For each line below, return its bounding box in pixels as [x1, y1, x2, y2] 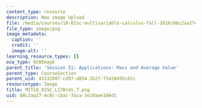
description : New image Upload [6, 14, 85, 20]
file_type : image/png [6, 25, 61, 32]
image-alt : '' [11, 48, 47, 54]
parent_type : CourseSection [6, 70, 77, 76]
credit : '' [11, 43, 39, 49]
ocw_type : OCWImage [6, 59, 55, 65]
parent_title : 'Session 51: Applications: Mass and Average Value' [6, 64, 179, 71]
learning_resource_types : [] [6, 53, 79, 59]
